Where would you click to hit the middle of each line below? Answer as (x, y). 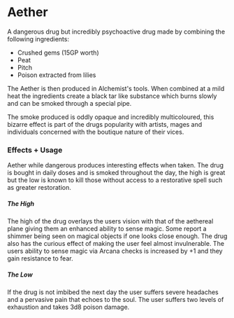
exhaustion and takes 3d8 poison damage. (68, 307)
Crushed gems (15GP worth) (58, 53)
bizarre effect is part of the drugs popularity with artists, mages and (105, 124)
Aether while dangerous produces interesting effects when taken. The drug (116, 165)
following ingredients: (38, 39)
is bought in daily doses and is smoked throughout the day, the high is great (116, 173)
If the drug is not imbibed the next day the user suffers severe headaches (113, 292)
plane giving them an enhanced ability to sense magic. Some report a (107, 229)
